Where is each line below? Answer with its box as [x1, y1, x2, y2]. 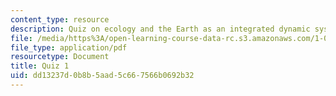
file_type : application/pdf [10, 42, 128, 53]
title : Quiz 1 [10, 61, 70, 71]
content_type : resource [10, 14, 110, 25]
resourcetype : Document [10, 52, 110, 62]
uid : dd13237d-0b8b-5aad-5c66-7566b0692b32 [10, 71, 195, 81]
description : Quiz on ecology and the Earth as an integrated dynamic [10, 24, 311, 34]
